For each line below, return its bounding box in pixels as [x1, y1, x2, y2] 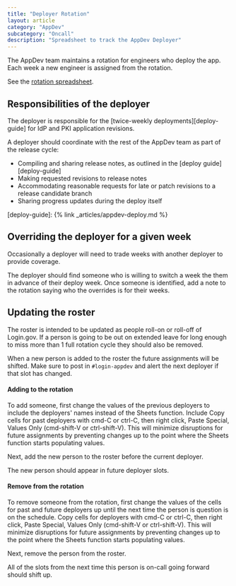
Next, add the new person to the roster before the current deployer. [7, 452, 203, 461]
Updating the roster [7, 306, 95, 318]
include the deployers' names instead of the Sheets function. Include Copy [7, 408, 225, 417]
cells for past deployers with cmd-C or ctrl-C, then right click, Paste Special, [7, 415, 230, 425]
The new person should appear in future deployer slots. [7, 466, 170, 474]
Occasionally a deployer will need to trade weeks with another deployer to [7, 249, 223, 258]
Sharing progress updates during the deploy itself [17, 196, 163, 205]
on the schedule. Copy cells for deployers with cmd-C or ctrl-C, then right [7, 512, 223, 521]
